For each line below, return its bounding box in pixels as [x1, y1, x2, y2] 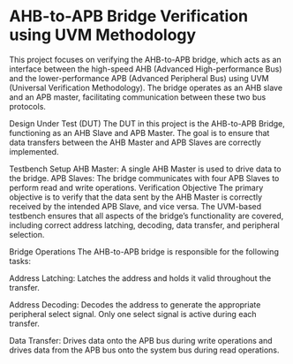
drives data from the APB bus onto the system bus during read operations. [9, 345, 280, 355]
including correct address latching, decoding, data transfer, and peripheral [9, 219, 280, 231]
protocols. [9, 101, 47, 111]
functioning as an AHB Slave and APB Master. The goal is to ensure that [9, 127, 270, 138]
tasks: [9, 255, 32, 266]
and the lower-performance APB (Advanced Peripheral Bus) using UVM [9, 72, 269, 83]
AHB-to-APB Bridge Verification [9, 6, 249, 27]
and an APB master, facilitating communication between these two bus [9, 91, 267, 102]
